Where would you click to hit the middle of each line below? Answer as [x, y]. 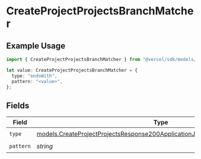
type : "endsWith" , [35, 76]
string [45, 146]
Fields [18, 106]
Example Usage [36, 46]
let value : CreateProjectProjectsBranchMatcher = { [72, 70]
